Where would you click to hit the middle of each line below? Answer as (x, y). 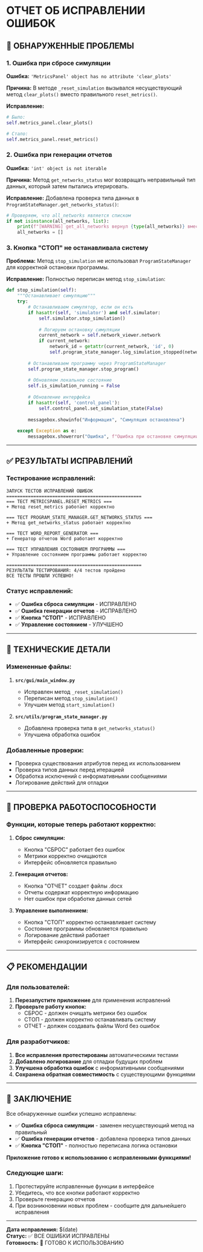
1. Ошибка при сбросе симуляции (58, 63)
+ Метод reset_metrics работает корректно (60, 507)
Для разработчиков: (38, 1042)
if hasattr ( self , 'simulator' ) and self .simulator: (95, 312)
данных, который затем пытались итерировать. (68, 186)
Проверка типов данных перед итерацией (69, 770)
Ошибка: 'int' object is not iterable (56, 168)
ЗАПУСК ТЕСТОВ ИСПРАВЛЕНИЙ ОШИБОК (50, 491)
